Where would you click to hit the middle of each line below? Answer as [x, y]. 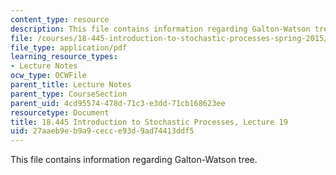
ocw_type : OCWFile [48, 76]
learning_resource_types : [64, 57]
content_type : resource [60, 19]
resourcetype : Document [60, 112]
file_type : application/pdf [69, 47]
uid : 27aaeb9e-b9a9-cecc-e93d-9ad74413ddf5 [102, 131]
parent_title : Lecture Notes [71, 85]
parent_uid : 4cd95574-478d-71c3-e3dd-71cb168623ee [118, 103]
